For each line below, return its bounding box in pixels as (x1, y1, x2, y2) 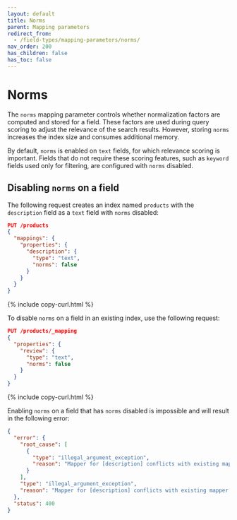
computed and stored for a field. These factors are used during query (7, 117, 209, 126)
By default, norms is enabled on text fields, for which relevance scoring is (7, 146, 220, 155)
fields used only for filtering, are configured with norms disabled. (7, 161, 194, 170)
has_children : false (7, 50, 68, 57)
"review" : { (20, 347, 55, 354)
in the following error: (7, 414, 70, 422)
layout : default (7, 10, 55, 18)
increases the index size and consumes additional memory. (7, 132, 180, 141)
